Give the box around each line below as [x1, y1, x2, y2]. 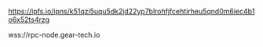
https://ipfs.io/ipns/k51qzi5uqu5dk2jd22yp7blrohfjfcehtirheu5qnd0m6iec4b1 [8, 7, 255, 16]
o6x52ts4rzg [8, 15, 49, 24]
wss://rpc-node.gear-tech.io [8, 31, 100, 39]
